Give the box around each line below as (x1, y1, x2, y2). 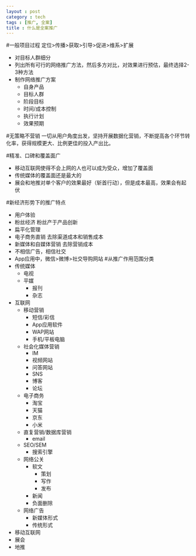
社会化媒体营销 (23, 343, 60, 350)
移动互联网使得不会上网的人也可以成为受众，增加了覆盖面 (14, 164, 153, 171)
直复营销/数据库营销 (23, 428, 72, 436)
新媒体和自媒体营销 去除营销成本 (14, 241, 94, 248)
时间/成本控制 (23, 105, 57, 112)
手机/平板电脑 (32, 336, 66, 343)
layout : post (6, 8, 41, 15)
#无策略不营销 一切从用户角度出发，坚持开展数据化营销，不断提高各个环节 (6, 132, 185, 139)
